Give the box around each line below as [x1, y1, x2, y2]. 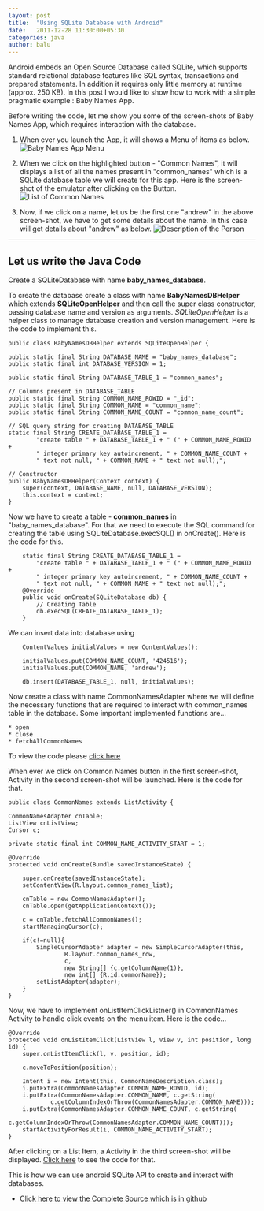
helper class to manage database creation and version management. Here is [8, 315, 255, 325]
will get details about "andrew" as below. [19, 224, 152, 233]
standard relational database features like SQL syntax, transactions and [8, 71, 240, 80]
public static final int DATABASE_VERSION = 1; [8, 360, 167, 367]
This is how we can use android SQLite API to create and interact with [8, 1170, 234, 1179]
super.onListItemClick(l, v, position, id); [22, 1049, 170, 1057]
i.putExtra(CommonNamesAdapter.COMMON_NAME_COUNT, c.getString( [22, 1105, 237, 1112]
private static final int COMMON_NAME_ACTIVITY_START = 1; [8, 840, 206, 848]
